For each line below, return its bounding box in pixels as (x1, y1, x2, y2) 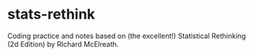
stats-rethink (7, 5, 95, 23)
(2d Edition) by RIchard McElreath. (7, 39, 119, 48)
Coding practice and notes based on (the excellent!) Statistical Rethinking (7, 31, 246, 40)
